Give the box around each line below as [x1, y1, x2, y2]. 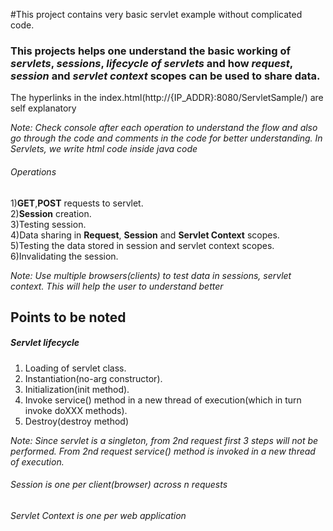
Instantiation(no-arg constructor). [24, 372, 163, 384]
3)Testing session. [10, 218, 87, 230]
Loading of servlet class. [24, 362, 127, 374]
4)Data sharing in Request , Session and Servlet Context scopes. [10, 229, 280, 241]
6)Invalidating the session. [10, 250, 119, 262]
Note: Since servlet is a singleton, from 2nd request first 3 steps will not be [10, 434, 319, 446]
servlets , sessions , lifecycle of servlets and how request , [10, 56, 293, 70]
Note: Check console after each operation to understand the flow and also [10, 122, 318, 134]
